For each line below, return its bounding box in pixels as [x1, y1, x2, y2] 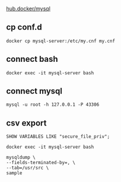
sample [6, 170, 23, 176]
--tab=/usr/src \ [6, 165, 49, 171]
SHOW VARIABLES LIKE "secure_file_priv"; [6, 134, 110, 140]
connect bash [6, 54, 58, 64]
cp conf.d [6, 22, 43, 32]
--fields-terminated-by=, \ [6, 160, 76, 166]
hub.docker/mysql [6, 5, 50, 12]
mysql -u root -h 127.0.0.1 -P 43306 [6, 102, 100, 108]
